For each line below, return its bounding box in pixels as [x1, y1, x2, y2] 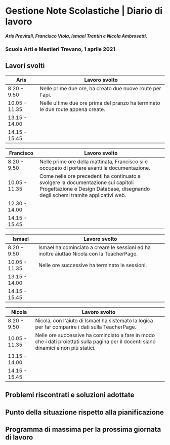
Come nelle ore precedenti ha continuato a [39, 172, 141, 179]
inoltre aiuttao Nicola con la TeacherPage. [38, 250, 138, 257]
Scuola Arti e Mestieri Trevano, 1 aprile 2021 [5, 46, 115, 53]
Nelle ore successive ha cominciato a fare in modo [35, 331, 155, 339]
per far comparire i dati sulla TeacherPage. [35, 323, 137, 330]
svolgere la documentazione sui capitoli [39, 179, 134, 186]
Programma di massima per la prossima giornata [5, 425, 161, 434]
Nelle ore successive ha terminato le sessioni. [38, 262, 147, 269]
